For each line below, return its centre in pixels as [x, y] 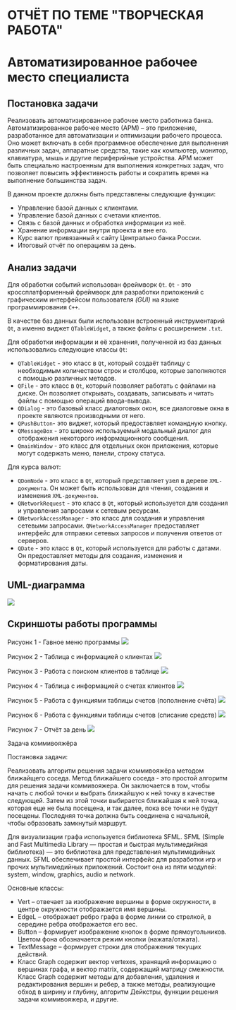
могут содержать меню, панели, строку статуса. [91, 453]
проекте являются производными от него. [81, 416]
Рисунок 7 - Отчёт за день [47, 729]
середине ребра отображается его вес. [77, 924]
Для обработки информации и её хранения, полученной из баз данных [114, 342]
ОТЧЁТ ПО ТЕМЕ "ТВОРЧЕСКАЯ [106, 15]
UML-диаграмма [46, 585]
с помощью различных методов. [67, 378]
